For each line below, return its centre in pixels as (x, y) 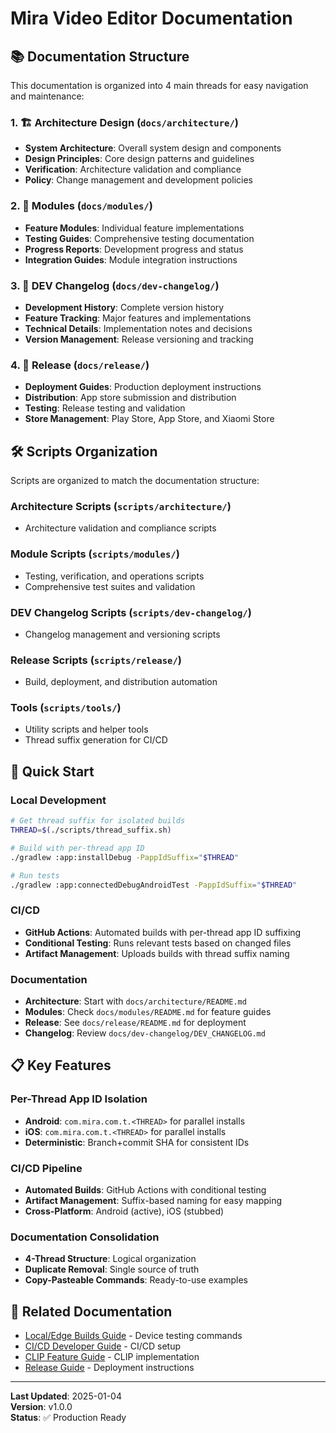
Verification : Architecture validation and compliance (133, 169)
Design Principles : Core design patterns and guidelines (139, 159)
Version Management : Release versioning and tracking (139, 339)
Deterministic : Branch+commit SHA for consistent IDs (137, 1142)
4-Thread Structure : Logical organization (110, 1259)
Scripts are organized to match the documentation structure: (135, 480)
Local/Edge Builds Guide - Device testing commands (133, 1336)
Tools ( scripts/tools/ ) (66, 708)
